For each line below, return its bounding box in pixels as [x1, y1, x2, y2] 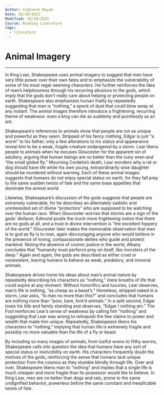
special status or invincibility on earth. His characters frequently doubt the [5, 349, 154, 355]
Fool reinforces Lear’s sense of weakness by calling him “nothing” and [5, 308, 146, 314]
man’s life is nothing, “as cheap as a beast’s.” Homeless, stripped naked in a [5, 287, 158, 293]
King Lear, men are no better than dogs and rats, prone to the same [5, 375, 141, 381]
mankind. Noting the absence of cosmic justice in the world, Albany [5, 241, 141, 247]
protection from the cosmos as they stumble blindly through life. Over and [5, 359, 154, 365]
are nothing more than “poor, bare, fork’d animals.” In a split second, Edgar [5, 298, 155, 303]
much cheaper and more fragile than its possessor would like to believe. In [5, 370, 155, 375]
